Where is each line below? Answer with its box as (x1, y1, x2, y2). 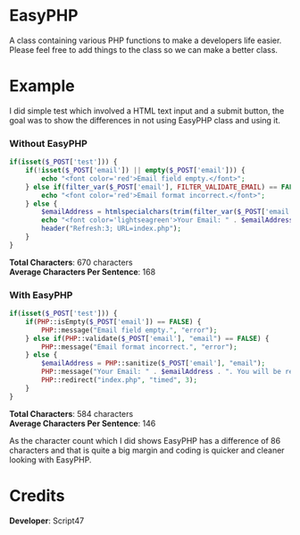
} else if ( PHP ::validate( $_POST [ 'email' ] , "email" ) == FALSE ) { (25, 334, 270, 343)
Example (9, 76, 75, 97)
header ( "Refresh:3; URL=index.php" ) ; (41, 225, 181, 234)
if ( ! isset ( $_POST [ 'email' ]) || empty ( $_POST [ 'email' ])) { (25, 166, 246, 175)
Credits (9, 485, 65, 505)
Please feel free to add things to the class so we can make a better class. (9, 44, 279, 55)
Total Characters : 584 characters (9, 408, 134, 419)
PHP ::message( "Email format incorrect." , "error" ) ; (41, 342, 238, 352)
